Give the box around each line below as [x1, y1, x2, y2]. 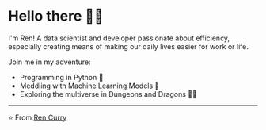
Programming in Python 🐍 [19, 72, 104, 82]
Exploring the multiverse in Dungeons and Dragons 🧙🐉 [19, 89, 198, 98]
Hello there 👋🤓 [8, 7, 104, 25]
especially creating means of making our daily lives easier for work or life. [8, 41, 249, 51]
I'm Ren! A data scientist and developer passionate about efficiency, [8, 33, 230, 43]
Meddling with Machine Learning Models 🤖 [19, 81, 160, 90]
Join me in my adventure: [8, 57, 91, 67]
